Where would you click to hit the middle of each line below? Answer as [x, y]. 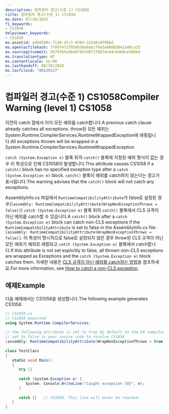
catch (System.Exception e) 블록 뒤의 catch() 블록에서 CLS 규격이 [91, 210]
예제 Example [25, 286]
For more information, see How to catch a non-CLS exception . [75, 268]
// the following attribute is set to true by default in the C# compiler [85, 332]
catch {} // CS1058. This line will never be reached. [79, 397]
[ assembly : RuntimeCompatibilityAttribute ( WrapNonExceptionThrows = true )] [86, 342]
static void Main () [32, 360]
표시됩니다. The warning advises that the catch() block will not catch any [80, 181]
